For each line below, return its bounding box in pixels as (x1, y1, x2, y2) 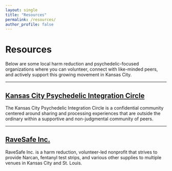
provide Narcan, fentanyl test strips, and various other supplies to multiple (5, 154, 162, 160)
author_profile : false (5, 22, 54, 27)
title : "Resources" (5, 12, 47, 17)
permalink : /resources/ (5, 17, 56, 22)
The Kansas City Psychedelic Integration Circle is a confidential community (5, 105, 164, 111)
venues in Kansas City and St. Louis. (5, 160, 82, 166)
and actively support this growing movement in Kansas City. (5, 72, 132, 78)
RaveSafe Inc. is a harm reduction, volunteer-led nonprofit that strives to (5, 149, 158, 155)
